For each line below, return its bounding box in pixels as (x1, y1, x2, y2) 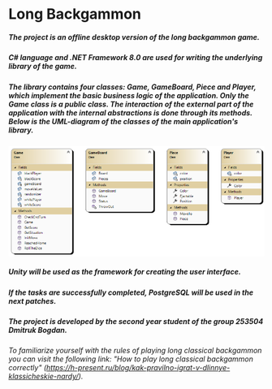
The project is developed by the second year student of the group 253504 (8, 316, 264, 326)
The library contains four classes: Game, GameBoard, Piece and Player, (8, 82, 257, 92)
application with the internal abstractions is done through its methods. (8, 107, 253, 118)
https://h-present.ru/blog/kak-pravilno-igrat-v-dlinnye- (45, 363, 231, 373)
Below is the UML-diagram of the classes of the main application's (8, 116, 239, 126)
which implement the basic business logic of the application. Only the (8, 90, 249, 100)
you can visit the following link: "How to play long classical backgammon (8, 354, 254, 364)
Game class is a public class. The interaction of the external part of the (8, 99, 254, 109)
